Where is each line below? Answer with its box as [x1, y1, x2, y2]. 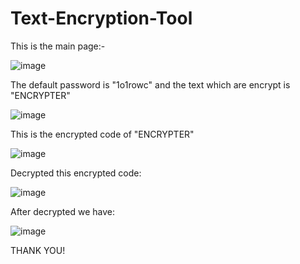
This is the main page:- [10, 40, 106, 52]
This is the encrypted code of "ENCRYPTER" [10, 128, 195, 140]
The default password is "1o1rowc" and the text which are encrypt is [10, 78, 291, 91]
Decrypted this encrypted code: [10, 167, 142, 179]
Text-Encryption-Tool [10, 7, 193, 30]
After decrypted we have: [10, 205, 115, 217]
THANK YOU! [10, 244, 66, 256]
